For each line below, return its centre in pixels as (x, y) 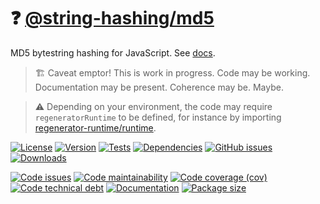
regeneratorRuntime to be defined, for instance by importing (158, 117)
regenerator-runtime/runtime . (95, 127)
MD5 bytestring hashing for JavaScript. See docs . (113, 52)
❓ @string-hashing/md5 (112, 18)
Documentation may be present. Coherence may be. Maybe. (159, 87)
